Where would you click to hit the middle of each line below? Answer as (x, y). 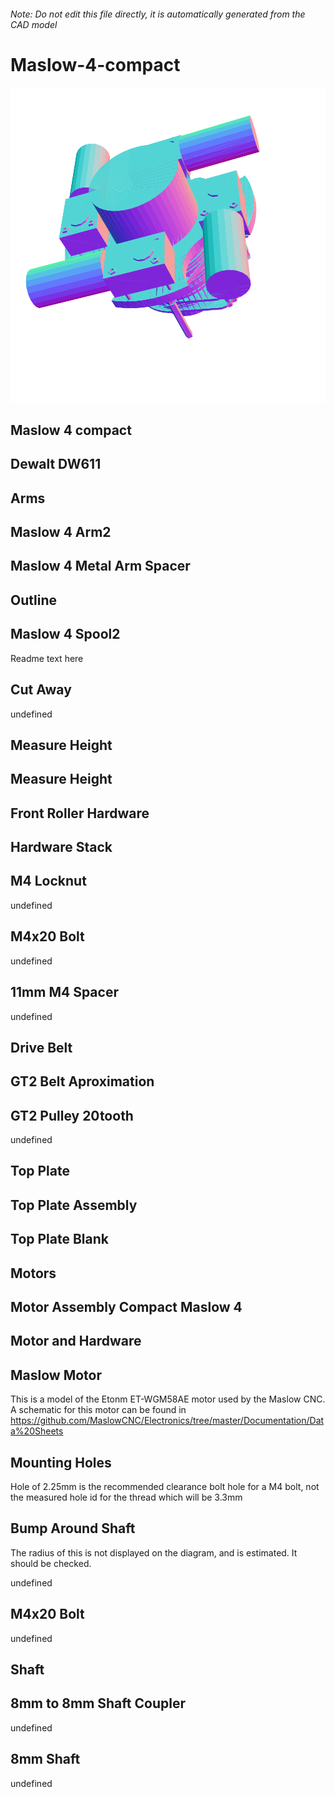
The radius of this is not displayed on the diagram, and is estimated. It (154, 1552)
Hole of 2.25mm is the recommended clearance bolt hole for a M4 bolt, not (165, 1487)
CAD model (34, 24)
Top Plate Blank (59, 1239)
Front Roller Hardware (80, 813)
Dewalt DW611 (56, 464)
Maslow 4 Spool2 (65, 634)
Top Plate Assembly (74, 1205)
